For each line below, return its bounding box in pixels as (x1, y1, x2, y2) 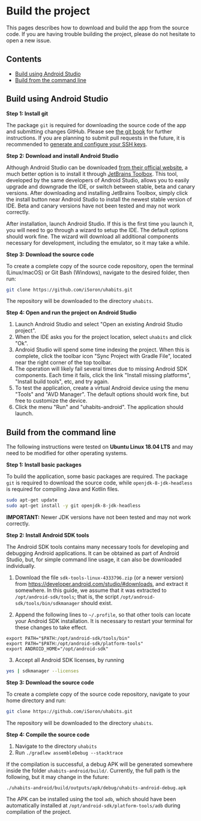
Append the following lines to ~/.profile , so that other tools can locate (14, 611, 191, 618)
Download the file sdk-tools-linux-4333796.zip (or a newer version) (14, 574, 184, 581)
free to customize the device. (14, 397, 88, 404)
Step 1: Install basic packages (6, 461, 82, 468)
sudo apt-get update (6, 497, 58, 503)
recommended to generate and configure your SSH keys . (6, 140, 148, 148)
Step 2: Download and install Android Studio (6, 152, 119, 160)
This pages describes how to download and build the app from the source (6, 24, 189, 31)
